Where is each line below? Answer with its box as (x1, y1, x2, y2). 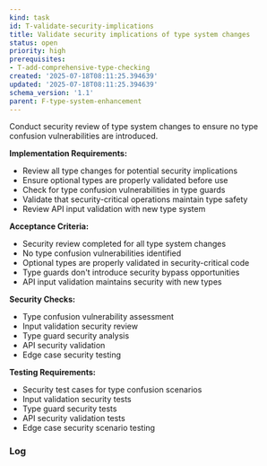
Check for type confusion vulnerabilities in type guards (22, 185, 226, 196)
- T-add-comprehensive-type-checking (9, 64, 151, 73)
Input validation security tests (22, 394, 132, 405)
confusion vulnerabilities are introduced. (9, 131, 159, 142)
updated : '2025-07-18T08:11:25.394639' (9, 80, 159, 89)
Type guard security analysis (22, 330, 130, 341)
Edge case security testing (22, 349, 122, 360)
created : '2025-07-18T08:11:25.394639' (9, 72, 159, 81)
